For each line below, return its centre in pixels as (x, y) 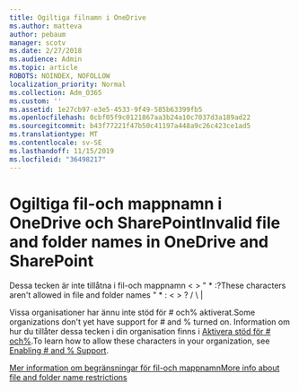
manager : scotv (38, 43)
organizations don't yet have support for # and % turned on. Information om (149, 322)
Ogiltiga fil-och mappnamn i (116, 204)
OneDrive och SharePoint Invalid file (145, 223)
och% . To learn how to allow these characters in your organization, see (140, 341)
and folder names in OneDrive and (139, 242)
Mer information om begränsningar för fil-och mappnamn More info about (145, 368)
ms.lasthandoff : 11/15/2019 (62, 151)
